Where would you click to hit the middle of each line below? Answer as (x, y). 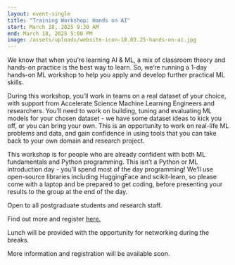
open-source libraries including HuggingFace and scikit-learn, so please (112, 177)
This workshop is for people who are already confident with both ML (107, 155)
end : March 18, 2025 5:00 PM (50, 33)
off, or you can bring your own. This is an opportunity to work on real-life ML (118, 126)
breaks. (18, 240)
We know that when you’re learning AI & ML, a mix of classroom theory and (116, 60)
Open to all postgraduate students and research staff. (85, 205)
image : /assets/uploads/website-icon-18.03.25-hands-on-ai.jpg (102, 40)
